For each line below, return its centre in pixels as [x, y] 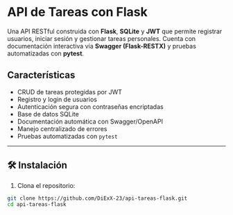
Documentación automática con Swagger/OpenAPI [90, 121]
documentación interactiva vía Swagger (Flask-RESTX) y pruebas [102, 46]
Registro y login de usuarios [57, 99]
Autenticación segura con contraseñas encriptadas [90, 106]
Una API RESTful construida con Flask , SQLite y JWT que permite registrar [115, 31]
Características [41, 75]
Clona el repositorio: [46, 185]
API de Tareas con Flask [77, 12]
